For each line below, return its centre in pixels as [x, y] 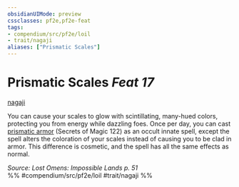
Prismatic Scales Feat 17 [81, 82]
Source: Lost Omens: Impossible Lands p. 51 [72, 168]
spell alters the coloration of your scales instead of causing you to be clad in [119, 138]
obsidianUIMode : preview [44, 14]
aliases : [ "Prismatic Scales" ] [54, 47]
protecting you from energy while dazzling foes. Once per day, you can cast [119, 123]
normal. [19, 153]
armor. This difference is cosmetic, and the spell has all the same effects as [118, 146]
